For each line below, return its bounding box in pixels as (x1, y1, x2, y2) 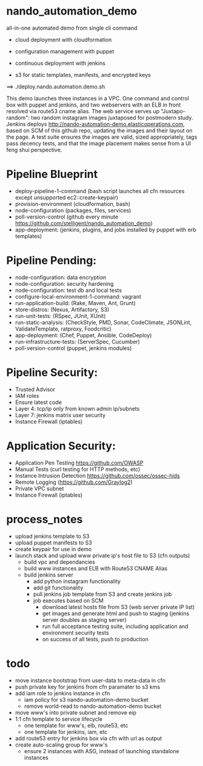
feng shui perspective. (6, 146, 62, 153)
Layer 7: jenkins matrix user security (15, 411, 106, 418)
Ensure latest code (15, 398, 62, 406)
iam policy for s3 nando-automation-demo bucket (24, 696, 148, 703)
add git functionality (33, 584, 84, 591)
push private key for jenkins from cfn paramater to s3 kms (15, 683, 161, 690)
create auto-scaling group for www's (15, 741, 108, 748)
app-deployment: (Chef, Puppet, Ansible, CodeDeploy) (15, 331, 152, 338)
